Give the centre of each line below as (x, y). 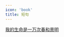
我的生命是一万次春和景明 (32, 29)
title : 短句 (17, 14)
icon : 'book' (19, 10)
